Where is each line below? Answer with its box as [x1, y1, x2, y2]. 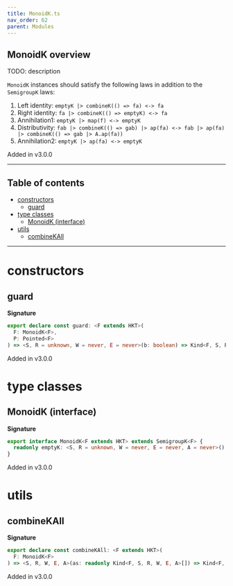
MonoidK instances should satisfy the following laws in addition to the [7, 80, 203, 89]
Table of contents [7, 177, 85, 189]
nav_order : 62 [7, 17, 49, 24]
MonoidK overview [7, 49, 91, 60]
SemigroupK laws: [7, 88, 55, 96]
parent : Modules [7, 23, 54, 30]
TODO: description [7, 67, 61, 76]
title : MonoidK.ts [7, 10, 60, 17]
